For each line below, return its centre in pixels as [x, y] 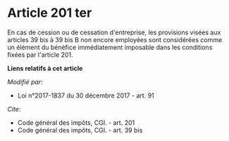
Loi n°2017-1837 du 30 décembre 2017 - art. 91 [86, 95]
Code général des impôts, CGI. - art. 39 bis [80, 130]
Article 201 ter [50, 13]
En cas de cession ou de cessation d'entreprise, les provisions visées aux [114, 32]
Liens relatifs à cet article [45, 68]
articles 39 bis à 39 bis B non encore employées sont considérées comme [115, 39]
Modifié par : [25, 81]
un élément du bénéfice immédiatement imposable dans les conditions [110, 47]
